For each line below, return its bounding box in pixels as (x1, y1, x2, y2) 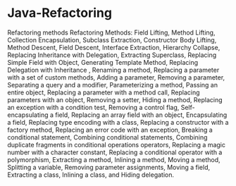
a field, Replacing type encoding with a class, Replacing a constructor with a (7, 118, 229, 126)
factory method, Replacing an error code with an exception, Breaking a (7, 125, 213, 134)
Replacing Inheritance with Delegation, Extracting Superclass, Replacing (7, 51, 217, 59)
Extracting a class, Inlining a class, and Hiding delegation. (7, 170, 175, 179)
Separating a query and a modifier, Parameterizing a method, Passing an (7, 80, 218, 89)
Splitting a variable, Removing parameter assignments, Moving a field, (7, 163, 210, 171)
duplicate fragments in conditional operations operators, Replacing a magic (7, 140, 225, 149)
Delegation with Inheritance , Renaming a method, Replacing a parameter (7, 66, 220, 74)
